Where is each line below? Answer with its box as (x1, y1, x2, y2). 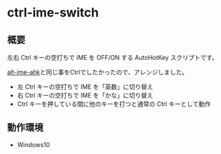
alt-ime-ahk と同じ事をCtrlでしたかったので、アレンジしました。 (7, 68, 189, 76)
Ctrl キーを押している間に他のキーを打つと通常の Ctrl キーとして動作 (16, 100, 211, 108)
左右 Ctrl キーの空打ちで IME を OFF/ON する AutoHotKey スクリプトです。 (7, 54, 218, 61)
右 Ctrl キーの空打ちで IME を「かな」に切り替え (16, 91, 154, 99)
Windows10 (16, 140, 50, 148)
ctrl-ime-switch (7, 5, 100, 21)
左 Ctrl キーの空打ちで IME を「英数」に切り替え (16, 82, 154, 91)
